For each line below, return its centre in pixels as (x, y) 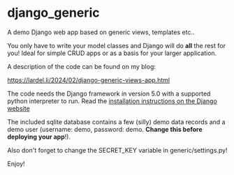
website (19, 108)
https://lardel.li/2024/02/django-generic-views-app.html (88, 80)
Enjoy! (16, 163)
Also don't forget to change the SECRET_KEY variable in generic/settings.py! (118, 150)
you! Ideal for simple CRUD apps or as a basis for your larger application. (112, 53)
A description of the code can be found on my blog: (81, 66)
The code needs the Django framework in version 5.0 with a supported (109, 93)
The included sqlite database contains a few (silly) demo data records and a (116, 122)
